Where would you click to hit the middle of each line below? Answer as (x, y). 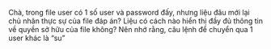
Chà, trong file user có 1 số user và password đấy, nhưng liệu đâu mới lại (129, 12)
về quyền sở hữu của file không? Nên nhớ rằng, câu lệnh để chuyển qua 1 (131, 29)
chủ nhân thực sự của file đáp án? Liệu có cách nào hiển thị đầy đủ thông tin (135, 21)
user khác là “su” (37, 38)
